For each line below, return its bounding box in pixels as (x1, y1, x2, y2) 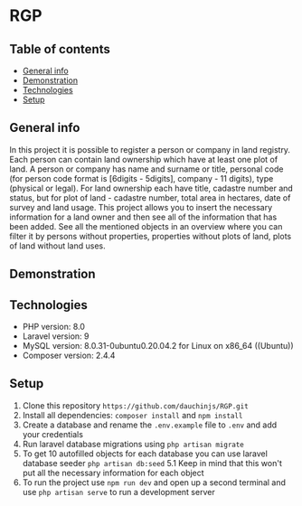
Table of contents (9, 42, 110, 57)
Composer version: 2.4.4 (22, 350, 116, 361)
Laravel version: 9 (22, 331, 90, 342)
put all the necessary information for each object (22, 467, 205, 478)
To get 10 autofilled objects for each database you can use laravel (22, 448, 269, 459)
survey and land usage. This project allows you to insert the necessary (9, 201, 273, 212)
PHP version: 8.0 (22, 322, 86, 333)
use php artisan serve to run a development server (22, 486, 215, 497)
